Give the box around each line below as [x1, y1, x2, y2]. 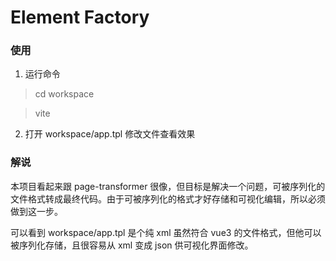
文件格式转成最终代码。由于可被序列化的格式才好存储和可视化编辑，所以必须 [10, 192, 326, 205]
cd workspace [34, 88, 95, 100]
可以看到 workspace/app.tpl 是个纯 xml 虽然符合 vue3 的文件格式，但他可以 [10, 226, 322, 238]
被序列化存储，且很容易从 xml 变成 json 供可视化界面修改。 [10, 239, 254, 251]
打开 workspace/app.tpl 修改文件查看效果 [24, 128, 196, 140]
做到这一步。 [10, 205, 63, 217]
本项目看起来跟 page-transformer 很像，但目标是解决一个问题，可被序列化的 [10, 180, 326, 192]
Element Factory [10, 6, 150, 29]
